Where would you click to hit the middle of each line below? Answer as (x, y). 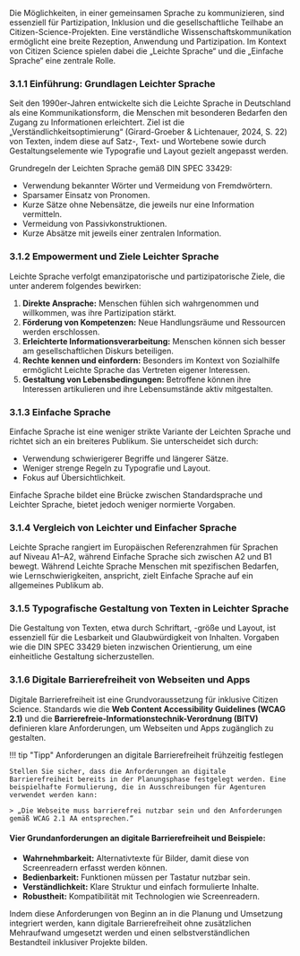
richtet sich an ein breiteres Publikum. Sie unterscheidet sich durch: (134, 441)
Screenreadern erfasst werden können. (94, 867)
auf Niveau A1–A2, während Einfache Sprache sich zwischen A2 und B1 (141, 557)
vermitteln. (42, 214)
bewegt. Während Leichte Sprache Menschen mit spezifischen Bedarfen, (144, 566)
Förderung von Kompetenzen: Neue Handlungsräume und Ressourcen (154, 322)
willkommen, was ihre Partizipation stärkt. (99, 312)
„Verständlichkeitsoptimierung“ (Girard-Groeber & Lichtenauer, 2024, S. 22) (149, 132)
